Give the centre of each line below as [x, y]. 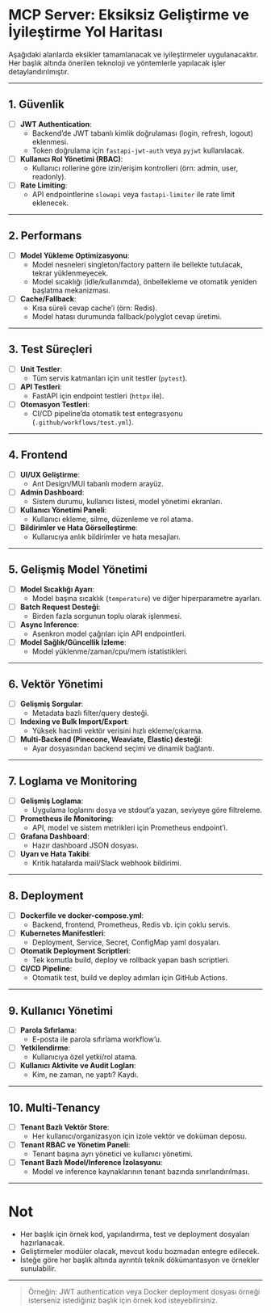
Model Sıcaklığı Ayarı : [57, 589]
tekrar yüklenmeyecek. [70, 273]
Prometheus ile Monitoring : [67, 819]
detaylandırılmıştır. [39, 71]
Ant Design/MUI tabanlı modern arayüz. [98, 483]
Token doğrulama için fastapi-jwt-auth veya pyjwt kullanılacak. [138, 150]
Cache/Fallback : [48, 299]
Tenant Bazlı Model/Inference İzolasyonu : [91, 1163]
